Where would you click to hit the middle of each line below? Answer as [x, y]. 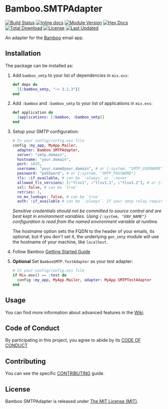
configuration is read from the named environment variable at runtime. [85, 222]
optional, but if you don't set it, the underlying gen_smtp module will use [85, 237]
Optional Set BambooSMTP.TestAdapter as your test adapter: [73, 261]
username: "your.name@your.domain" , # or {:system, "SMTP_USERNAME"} [91, 169]
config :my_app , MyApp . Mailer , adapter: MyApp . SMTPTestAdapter [84, 280]
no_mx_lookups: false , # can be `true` [59, 197]
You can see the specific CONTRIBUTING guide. [55, 373]
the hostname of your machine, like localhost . [60, 242]
